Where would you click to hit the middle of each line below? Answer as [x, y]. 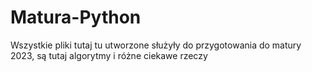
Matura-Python [76, 17]
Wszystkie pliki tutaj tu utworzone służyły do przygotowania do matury [156, 45]
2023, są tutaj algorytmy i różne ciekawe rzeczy [109, 55]
